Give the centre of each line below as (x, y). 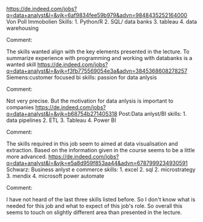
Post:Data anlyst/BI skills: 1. (152, 114)
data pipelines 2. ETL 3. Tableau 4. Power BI (61, 120)
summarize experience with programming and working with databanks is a (99, 58)
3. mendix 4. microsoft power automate (55, 176)
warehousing (23, 28)
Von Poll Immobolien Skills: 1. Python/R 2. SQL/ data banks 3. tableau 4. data (102, 22)
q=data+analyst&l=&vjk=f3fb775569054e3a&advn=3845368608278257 (97, 71)
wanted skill (21, 64)
